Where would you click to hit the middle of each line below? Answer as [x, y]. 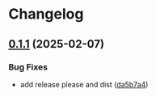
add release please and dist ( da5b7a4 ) [84, 84]
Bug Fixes [28, 67]
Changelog [46, 14]
